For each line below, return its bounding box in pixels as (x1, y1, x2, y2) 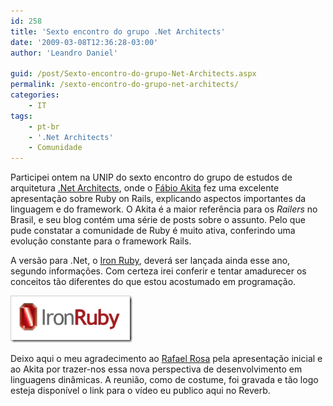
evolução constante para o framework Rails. (10, 235, 192, 247)
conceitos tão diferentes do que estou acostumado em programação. (10, 276, 297, 288)
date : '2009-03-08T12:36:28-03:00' (10, 37, 159, 47)
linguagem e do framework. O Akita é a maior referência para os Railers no (10, 203, 318, 215)
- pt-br (28, 121, 60, 132)
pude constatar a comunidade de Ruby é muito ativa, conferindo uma (10, 225, 296, 237)
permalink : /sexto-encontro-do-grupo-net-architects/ (10, 80, 240, 90)
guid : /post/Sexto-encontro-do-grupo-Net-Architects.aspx (10, 69, 257, 79)
